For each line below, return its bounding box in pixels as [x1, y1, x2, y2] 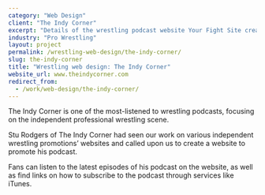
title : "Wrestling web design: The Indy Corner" [8, 63, 171, 71]
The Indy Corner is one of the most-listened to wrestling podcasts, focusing [8, 107, 255, 116]
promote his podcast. [8, 147, 77, 156]
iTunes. [8, 179, 32, 189]
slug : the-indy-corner [8, 56, 83, 64]
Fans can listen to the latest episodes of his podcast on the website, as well [8, 163, 254, 172]
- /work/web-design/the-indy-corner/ [15, 84, 140, 93]
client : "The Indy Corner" [8, 19, 97, 27]
